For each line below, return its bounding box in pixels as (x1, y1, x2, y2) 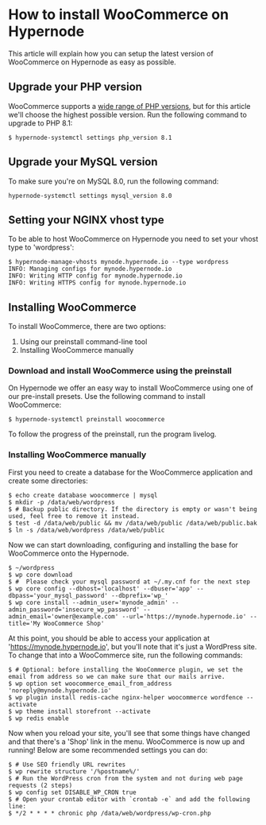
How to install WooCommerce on (8, 6, 229, 24)
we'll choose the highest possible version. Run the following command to (8, 110, 248, 119)
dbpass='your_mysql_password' (8, 591, 109, 599)
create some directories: (8, 475, 89, 486)
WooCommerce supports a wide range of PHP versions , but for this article (8, 101, 251, 110)
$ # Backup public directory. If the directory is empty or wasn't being (8, 505, 258, 513)
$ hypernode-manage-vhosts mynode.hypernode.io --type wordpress (8, 258, 229, 266)
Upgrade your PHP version (8, 80, 143, 94)
